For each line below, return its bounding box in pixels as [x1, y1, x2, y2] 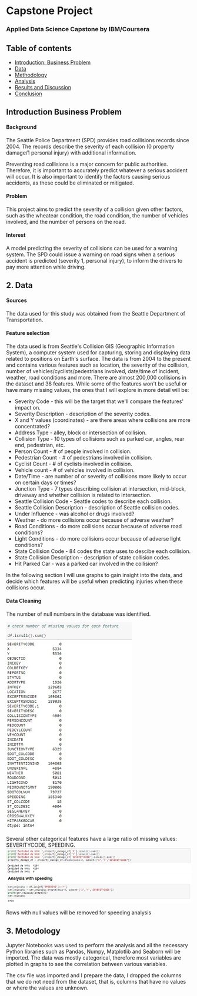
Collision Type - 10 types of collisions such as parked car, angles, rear [14, 435, 185, 442]
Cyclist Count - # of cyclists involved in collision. [14, 460, 132, 467]
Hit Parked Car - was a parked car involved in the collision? [14, 560, 158, 567]
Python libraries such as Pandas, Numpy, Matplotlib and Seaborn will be [6, 948, 181, 955]
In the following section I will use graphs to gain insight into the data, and [6, 571, 183, 578]
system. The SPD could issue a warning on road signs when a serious [6, 251, 175, 258]
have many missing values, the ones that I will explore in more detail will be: [6, 386, 189, 393]
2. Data [6, 280, 33, 290]
